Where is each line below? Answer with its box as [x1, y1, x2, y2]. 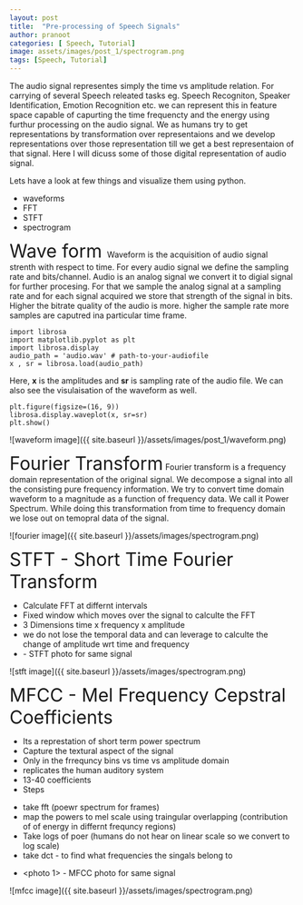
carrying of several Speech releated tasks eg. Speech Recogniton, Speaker [9, 90, 290, 101]
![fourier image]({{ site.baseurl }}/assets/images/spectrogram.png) [9, 531, 259, 541]
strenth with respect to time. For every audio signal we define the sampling [9, 262, 289, 273]
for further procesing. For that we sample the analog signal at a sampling [9, 281, 281, 292]
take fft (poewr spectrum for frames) [22, 801, 161, 812]
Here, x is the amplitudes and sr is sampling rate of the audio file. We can [9, 375, 284, 386]
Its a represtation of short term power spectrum [22, 736, 201, 746]
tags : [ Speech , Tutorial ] [9, 55, 107, 65]
